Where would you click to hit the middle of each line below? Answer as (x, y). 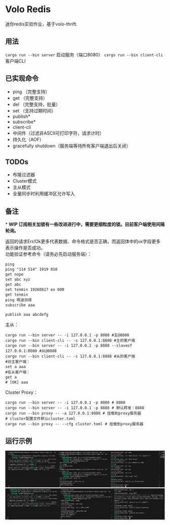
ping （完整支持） (31, 92)
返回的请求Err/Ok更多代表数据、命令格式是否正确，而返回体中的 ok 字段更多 (83, 241)
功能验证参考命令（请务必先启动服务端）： (49, 254)
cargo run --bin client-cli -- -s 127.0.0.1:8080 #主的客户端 (70, 341)
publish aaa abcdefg (27, 315)
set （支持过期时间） (34, 110)
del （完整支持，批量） (36, 104)
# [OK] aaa (17, 382)
